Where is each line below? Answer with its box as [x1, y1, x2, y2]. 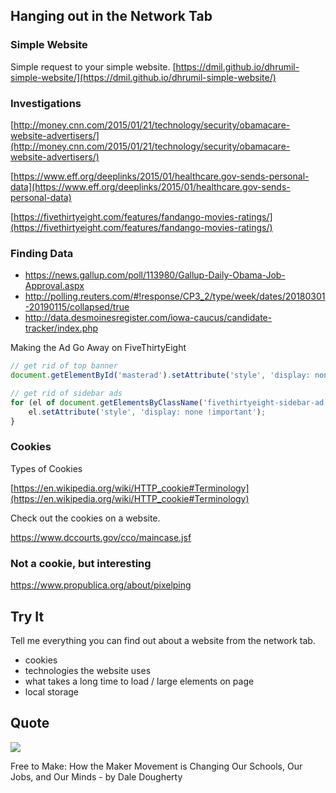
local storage [24, 685, 80, 698]
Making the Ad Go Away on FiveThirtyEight [10, 342, 187, 354]
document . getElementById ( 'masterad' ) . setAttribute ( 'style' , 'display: [10, 370, 311, 381]
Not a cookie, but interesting [10, 556, 152, 570]
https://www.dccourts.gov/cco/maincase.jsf [10, 531, 192, 543]
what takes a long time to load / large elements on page [24, 675, 255, 687]
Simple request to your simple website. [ [10, 60, 177, 73]
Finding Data [10, 246, 74, 260]
